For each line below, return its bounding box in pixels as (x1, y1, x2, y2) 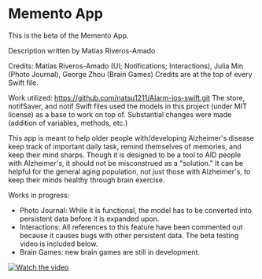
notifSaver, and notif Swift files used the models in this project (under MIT (8, 101, 248, 111)
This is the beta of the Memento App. (8, 31, 129, 40)
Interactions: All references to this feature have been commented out (19, 222, 243, 232)
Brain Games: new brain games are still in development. (19, 247, 201, 256)
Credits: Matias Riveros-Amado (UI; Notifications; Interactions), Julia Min (8, 61, 244, 71)
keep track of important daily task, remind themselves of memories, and (8, 141, 242, 151)
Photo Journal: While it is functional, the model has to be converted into (19, 205, 252, 215)
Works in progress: (8, 190, 70, 200)
